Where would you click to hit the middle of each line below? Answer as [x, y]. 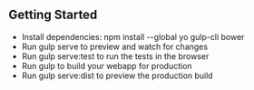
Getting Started [53, 15]
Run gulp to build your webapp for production [107, 65]
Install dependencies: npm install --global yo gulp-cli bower [133, 36]
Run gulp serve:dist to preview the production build [117, 75]
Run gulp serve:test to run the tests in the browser [115, 56]
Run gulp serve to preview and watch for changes [115, 46]
